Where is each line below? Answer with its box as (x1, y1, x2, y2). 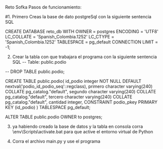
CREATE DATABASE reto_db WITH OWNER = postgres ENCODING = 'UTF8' (5, 29, 159, 34)
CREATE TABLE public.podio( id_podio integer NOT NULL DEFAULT (5, 78, 142, 84)
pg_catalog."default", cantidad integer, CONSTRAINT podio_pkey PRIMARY (5, 99, 158, 105)
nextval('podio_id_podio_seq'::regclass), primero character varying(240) (5, 83, 153, 89)
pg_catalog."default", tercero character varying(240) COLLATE (5, 94, 132, 100)
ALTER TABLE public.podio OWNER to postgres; (5, 114, 103, 120)
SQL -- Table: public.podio (12, 59, 67, 65)
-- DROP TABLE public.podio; (5, 69, 65, 74)
